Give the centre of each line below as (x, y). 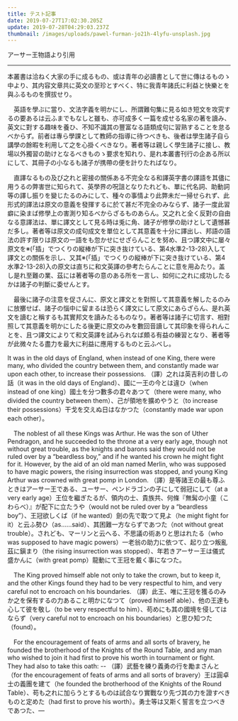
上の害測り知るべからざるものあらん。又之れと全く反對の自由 (141, 213)
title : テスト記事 (32, 14)
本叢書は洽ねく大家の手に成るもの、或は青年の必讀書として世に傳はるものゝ (119, 77)
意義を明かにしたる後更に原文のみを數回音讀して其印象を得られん (128, 326)
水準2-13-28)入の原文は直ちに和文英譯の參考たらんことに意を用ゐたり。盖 (116, 266)
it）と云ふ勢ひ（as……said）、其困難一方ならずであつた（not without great (115, 525)
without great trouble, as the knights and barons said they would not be (112, 449)
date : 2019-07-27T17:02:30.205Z (55, 21)
